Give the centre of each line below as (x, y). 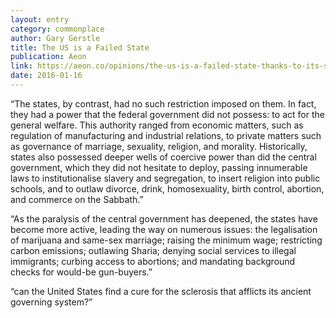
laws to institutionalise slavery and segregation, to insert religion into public (165, 178)
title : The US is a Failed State (80, 47)
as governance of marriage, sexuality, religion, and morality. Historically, (159, 146)
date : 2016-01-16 (46, 76)
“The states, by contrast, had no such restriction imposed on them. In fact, (163, 103)
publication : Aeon (48, 57)
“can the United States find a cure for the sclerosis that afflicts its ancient (161, 291)
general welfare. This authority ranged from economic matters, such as (157, 125)
